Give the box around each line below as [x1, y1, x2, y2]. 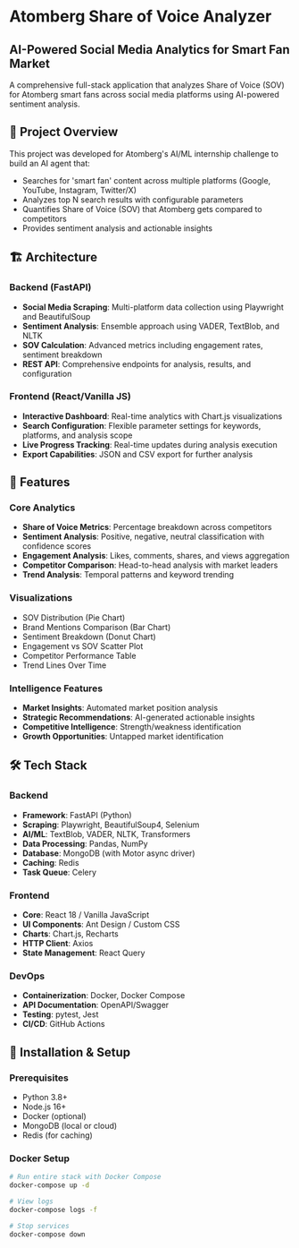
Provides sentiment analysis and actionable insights [21, 222, 212, 234]
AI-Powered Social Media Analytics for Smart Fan [9, 42, 290, 57]
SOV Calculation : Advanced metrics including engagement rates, [21, 339, 263, 350]
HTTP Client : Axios [21, 938, 94, 949]
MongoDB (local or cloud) [21, 1121, 118, 1132]
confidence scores [21, 541, 92, 551]
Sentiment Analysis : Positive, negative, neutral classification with [21, 531, 265, 543]
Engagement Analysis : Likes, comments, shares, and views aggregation [21, 551, 290, 561]
